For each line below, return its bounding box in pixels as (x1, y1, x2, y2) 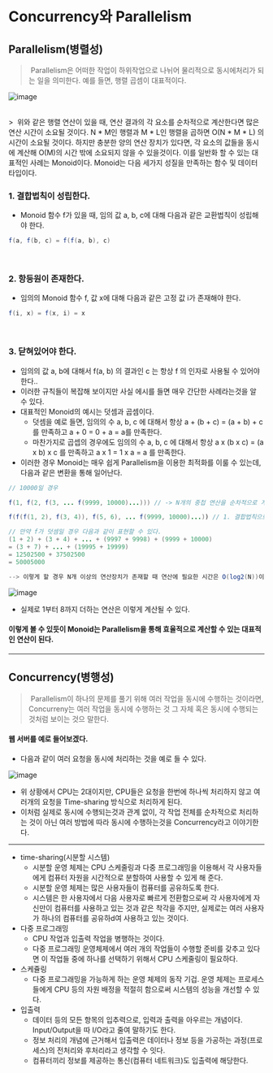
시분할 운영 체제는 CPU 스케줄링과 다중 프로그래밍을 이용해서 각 (32, 862, 234, 872)
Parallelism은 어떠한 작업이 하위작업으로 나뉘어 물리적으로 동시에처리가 (30, 66, 256, 75)
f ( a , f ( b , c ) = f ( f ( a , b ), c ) (8, 237, 111, 245)
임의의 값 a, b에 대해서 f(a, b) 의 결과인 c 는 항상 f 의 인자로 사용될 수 (19, 366, 239, 376)
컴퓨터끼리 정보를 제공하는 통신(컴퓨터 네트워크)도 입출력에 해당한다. (32, 1055, 249, 1065)
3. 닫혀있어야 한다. (8, 346, 77, 358)
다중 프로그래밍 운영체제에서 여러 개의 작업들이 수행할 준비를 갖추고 (32, 944, 245, 954)
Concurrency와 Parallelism (8, 7, 193, 26)
